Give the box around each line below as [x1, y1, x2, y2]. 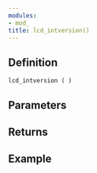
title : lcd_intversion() [8, 26, 90, 34]
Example [8, 152, 52, 166]
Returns [8, 125, 49, 139]
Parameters [8, 98, 67, 112]
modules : [8, 11, 37, 20]
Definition [8, 56, 58, 69]
